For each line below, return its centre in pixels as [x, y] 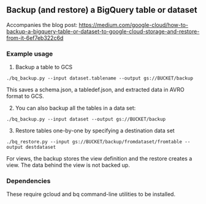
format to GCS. [25, 96]
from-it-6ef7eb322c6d [35, 38]
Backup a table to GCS [44, 67]
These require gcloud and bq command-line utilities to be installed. [91, 194]
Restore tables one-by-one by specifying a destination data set [95, 130]
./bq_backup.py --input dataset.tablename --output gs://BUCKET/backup [100, 78]
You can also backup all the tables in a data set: [75, 108]
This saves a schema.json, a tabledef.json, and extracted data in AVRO [96, 90]
